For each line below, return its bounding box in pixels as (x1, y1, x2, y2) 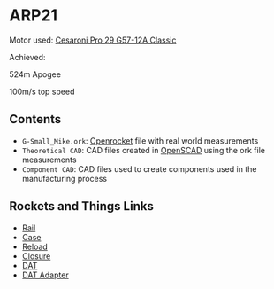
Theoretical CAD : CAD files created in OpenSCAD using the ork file (21, 144, 265, 155)
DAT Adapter (21, 269, 69, 280)
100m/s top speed (9, 86, 75, 97)
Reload (21, 241, 49, 252)
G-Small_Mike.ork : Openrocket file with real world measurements (21, 135, 259, 146)
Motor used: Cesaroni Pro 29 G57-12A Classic (9, 35, 177, 45)
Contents (9, 112, 62, 127)
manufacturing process (21, 173, 108, 184)
